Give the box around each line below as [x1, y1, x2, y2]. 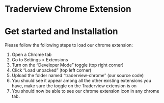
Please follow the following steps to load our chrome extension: [4, 42, 133, 48]
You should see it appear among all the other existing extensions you [11, 77, 152, 84]
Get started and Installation [4, 26, 118, 37]
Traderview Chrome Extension [4, 3, 132, 15]
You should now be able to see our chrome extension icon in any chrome [11, 88, 160, 94]
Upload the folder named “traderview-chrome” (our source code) [11, 73, 144, 78]
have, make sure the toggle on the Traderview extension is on [11, 83, 137, 89]
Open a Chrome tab [11, 51, 52, 57]
